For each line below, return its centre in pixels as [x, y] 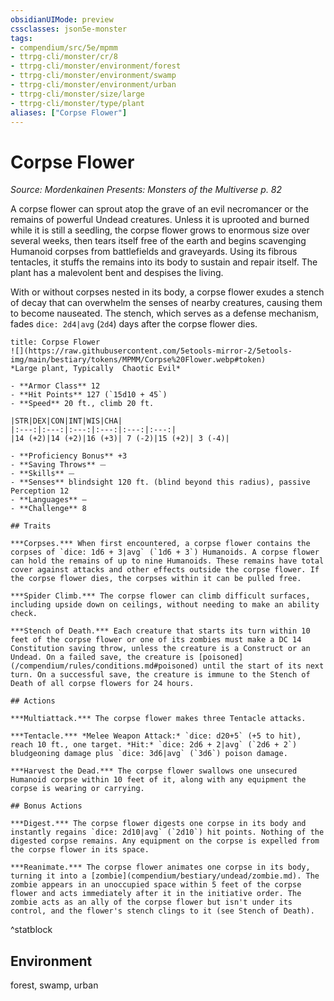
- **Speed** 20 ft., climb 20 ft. [82, 404]
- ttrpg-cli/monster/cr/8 [64, 57]
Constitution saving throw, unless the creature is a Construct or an [160, 649]
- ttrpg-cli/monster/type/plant [77, 103]
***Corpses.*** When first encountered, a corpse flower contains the [160, 544]
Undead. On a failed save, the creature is [102, 657]
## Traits [31, 526]
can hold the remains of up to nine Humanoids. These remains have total [167, 561]
